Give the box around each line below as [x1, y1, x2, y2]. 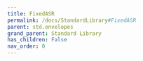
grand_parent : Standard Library [7, 29, 102, 37]
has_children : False [7, 36, 68, 43]
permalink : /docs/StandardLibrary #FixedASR [7, 17, 137, 24]
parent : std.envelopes [7, 23, 74, 30]
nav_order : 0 [7, 43, 46, 50]
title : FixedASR [7, 10, 55, 18]
